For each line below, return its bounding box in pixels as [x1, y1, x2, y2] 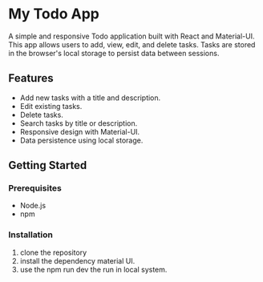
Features [8, 71, 54, 85]
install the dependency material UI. [19, 256, 136, 265]
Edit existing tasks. [19, 101, 83, 111]
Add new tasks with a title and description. [19, 93, 161, 103]
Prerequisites [8, 183, 62, 194]
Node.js [19, 201, 47, 211]
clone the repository [19, 248, 87, 257]
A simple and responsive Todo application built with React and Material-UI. [8, 31, 255, 41]
